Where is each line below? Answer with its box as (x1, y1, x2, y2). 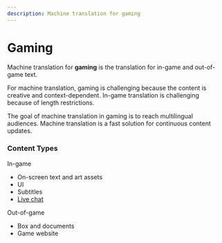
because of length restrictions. (7, 98, 95, 107)
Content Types (7, 143, 58, 153)
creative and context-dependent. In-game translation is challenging (7, 91, 199, 99)
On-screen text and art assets (17, 172, 103, 181)
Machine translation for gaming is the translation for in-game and (7, 63, 194, 71)
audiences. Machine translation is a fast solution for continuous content (7, 119, 211, 127)
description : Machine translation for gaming (7, 10, 140, 17)
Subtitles (17, 188, 43, 196)
